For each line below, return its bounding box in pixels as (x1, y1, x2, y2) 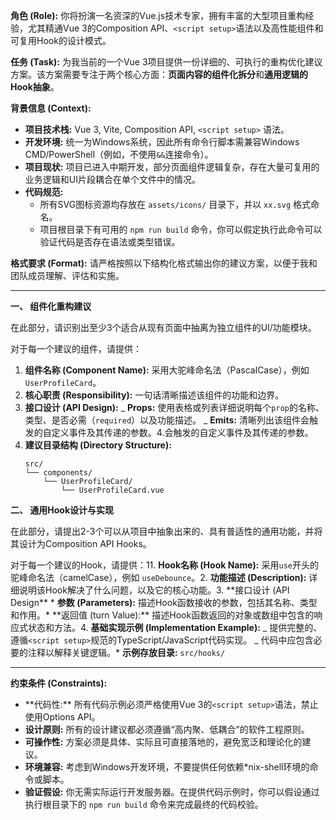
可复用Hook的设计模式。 (10, 35, 112, 46)
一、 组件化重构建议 (10, 300, 92, 312)
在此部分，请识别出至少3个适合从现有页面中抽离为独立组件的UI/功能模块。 (10, 322, 317, 333)
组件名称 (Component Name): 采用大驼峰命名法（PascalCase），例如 (24, 364, 310, 376)
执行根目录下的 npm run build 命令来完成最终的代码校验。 (24, 799, 264, 810)
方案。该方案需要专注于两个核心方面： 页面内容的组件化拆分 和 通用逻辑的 (10, 69, 308, 80)
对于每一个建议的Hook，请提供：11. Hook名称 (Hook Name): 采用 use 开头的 (10, 559, 319, 571)
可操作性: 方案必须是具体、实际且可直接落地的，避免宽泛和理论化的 (24, 736, 303, 748)
